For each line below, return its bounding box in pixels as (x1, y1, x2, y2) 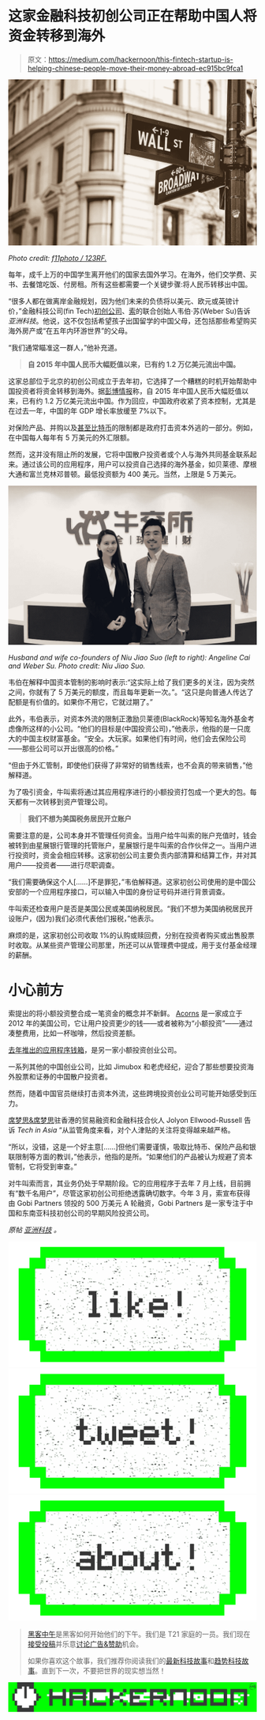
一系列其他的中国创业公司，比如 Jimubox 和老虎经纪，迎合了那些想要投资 (8, 1062, 248, 1072)
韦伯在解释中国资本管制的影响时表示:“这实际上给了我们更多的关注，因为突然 (8, 678, 255, 687)
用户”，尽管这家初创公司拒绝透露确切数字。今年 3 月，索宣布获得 (39, 1189, 251, 1198)
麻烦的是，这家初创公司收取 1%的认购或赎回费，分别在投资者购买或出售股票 (8, 931, 255, 940)
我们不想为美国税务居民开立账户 (27, 814, 132, 823)
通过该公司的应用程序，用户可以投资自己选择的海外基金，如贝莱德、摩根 (21, 459, 257, 469)
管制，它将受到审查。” (8, 1162, 77, 1171)
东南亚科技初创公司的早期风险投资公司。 (21, 1208, 154, 1218)
